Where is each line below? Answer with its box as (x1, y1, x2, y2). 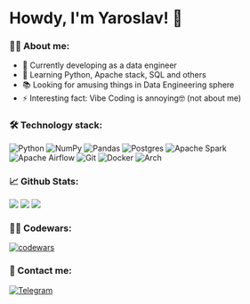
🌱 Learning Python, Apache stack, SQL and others (21, 70, 206, 80)
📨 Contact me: (9, 265, 73, 277)
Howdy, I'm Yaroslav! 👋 (9, 8, 183, 29)
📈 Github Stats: (9, 175, 79, 187)
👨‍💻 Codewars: (9, 222, 72, 234)
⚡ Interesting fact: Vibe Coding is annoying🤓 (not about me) (21, 93, 242, 103)
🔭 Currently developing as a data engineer (21, 60, 178, 70)
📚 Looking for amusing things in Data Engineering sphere (21, 79, 235, 90)
